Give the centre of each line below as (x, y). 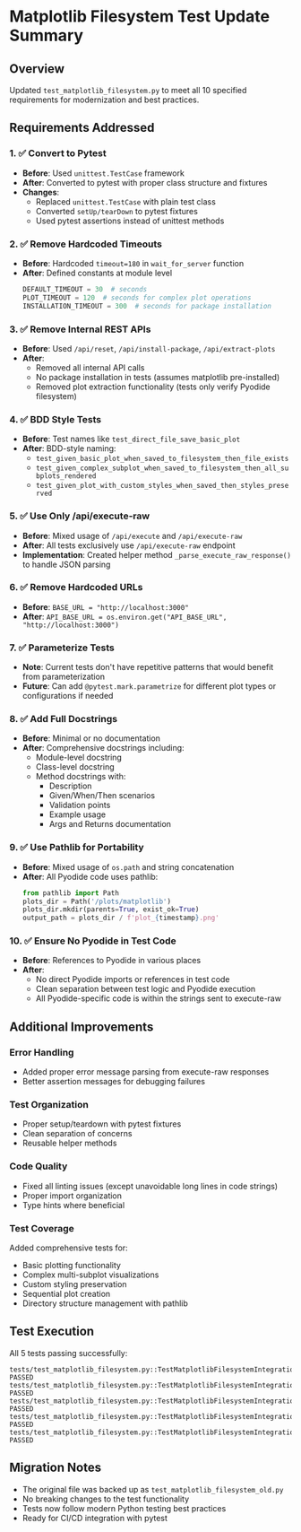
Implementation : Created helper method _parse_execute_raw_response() (156, 554)
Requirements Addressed (82, 128)
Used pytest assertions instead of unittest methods (130, 221)
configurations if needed (68, 696)
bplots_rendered (66, 476)
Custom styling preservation (74, 1284)
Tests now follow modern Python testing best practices (124, 1508)
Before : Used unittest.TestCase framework (103, 173)
